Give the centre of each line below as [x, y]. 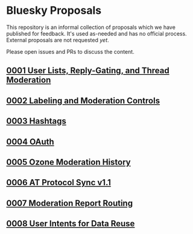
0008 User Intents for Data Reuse [71, 224]
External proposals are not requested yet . [58, 40]
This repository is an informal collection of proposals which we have [91, 27]
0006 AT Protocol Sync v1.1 [59, 182]
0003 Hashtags [36, 121]
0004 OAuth [30, 141]
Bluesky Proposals [54, 11]
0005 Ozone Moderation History [68, 162]
